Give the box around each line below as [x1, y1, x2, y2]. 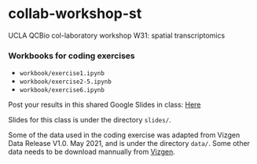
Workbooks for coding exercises [8, 50, 135, 61]
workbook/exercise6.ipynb [19, 86, 105, 94]
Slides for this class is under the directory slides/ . [8, 115, 171, 125]
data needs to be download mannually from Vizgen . [8, 147, 175, 157]
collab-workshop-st [8, 5, 142, 23]
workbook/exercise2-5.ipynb [19, 78, 112, 86]
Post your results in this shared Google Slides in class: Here [8, 100, 201, 110]
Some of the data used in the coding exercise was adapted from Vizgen [8, 130, 240, 140]
